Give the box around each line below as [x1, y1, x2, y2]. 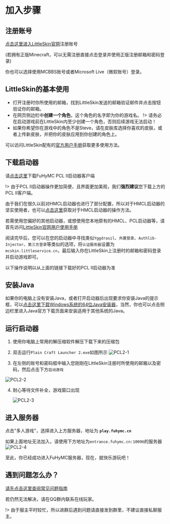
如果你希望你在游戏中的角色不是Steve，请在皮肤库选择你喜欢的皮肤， [12, 125, 158, 131]
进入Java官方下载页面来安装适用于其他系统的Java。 [18, 308, 128, 314]
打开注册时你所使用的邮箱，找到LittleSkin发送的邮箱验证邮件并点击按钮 [12, 99, 161, 106]
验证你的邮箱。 [12, 106, 44, 112]
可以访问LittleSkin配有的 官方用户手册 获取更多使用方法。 [5, 142, 123, 148]
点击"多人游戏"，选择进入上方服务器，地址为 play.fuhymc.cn [5, 428, 132, 434]
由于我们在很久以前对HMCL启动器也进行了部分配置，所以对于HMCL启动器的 [5, 200, 165, 206]
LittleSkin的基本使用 [5, 85, 70, 94]
